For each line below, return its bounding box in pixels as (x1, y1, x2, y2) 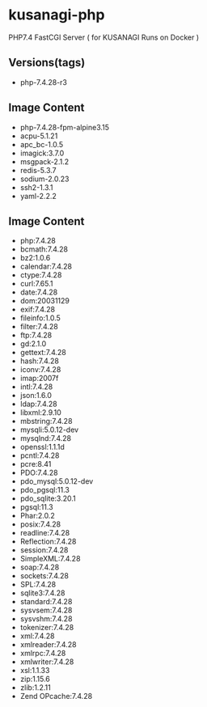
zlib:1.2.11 (19, 683, 51, 692)
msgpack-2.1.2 (19, 156, 70, 167)
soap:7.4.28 (19, 562, 60, 572)
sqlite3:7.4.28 (19, 588, 65, 598)
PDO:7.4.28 (19, 468, 58, 478)
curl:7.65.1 (19, 279, 53, 289)
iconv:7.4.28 (19, 365, 61, 375)
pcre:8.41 (19, 459, 52, 469)
